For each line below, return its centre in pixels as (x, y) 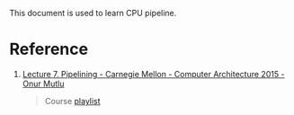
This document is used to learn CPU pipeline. (93, 13)
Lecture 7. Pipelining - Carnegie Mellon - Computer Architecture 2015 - (153, 74)
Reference (49, 49)
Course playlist (72, 101)
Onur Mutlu (43, 84)
